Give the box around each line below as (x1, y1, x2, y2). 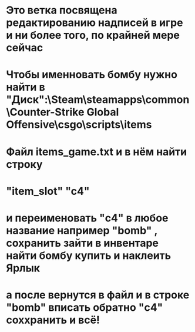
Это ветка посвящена (6, 4, 117, 17)
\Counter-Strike (6, 105, 85, 119)
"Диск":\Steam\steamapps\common (6, 93, 190, 107)
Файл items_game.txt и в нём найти (6, 145, 187, 158)
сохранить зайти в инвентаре (6, 236, 159, 250)
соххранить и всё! (6, 313, 100, 327)
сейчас (6, 41, 43, 55)
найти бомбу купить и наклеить (6, 248, 172, 262)
